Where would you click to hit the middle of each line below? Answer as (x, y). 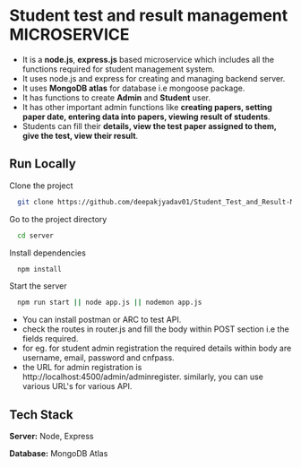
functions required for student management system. (118, 69)
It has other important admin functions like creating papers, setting (147, 107)
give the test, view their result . (80, 135)
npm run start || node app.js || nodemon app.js (110, 303)
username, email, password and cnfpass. (98, 358)
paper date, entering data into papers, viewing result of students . (146, 117)
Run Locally (43, 164)
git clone (35, 202)
